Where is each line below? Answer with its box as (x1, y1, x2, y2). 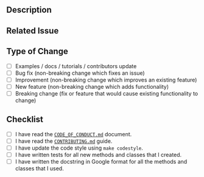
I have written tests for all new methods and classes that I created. (15, 151, 182, 158)
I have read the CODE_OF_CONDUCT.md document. (15, 130, 132, 137)
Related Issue (6, 26, 59, 36)
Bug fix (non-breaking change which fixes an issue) (15, 69, 145, 77)
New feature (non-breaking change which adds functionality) (15, 83, 169, 90)
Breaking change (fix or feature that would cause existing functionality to (15, 89, 199, 97)
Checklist (6, 114, 44, 125)
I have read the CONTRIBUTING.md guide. (15, 137, 113, 145)
